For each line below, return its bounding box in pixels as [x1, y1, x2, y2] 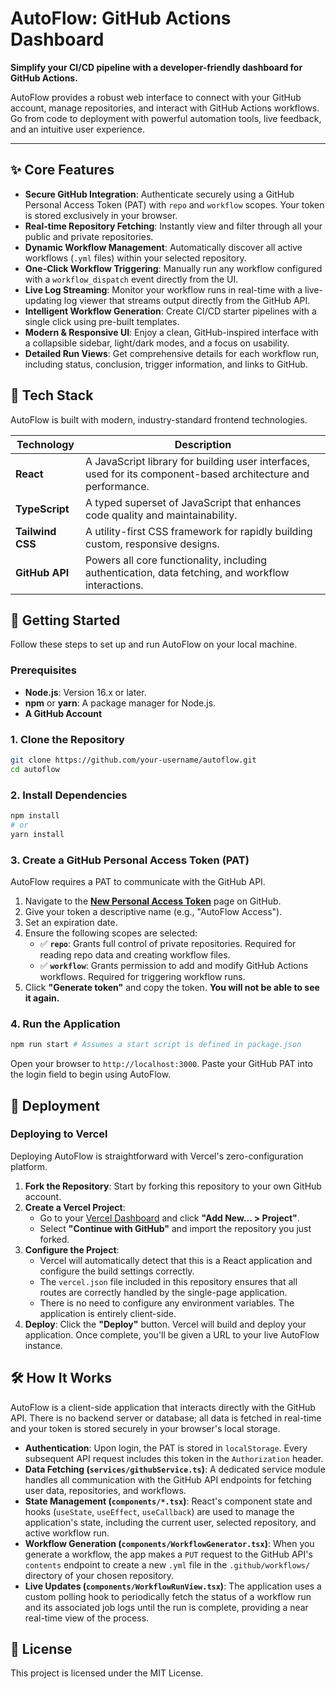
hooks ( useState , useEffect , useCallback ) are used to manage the [24, 1505, 295, 1517]
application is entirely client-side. [39, 1307, 177, 1319]
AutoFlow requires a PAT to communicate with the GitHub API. [10, 875, 266, 887]
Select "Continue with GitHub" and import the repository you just [39, 1222, 312, 1234]
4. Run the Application [10, 1017, 121, 1031]
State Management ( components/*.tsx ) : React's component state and [24, 1495, 313, 1507]
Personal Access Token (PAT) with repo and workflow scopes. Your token [24, 198, 325, 211]
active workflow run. [24, 1527, 110, 1539]
